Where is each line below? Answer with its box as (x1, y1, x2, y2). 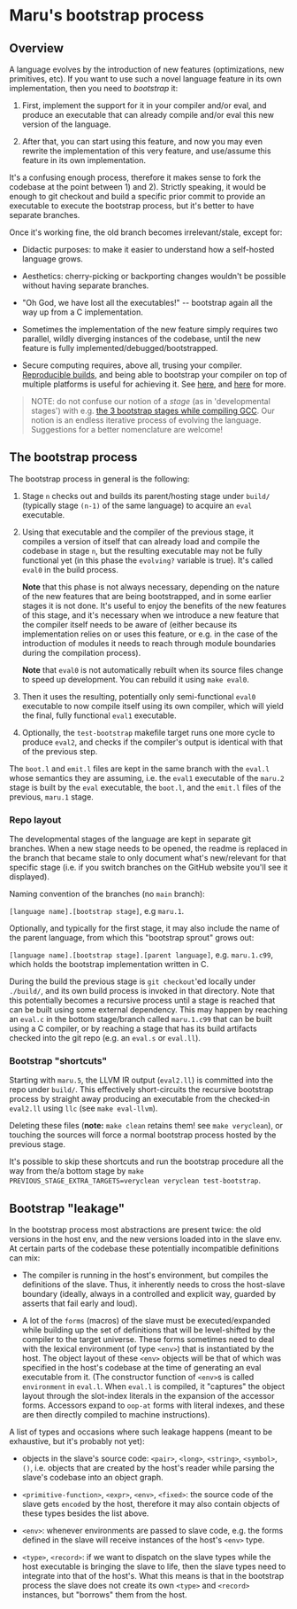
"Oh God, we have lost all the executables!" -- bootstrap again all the (21, 298, 273, 308)
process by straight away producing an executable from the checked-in (9, 1094, 270, 1105)
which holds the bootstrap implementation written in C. (9, 959, 209, 970)
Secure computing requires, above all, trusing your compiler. (21, 360, 243, 371)
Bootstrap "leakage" (9, 1200, 126, 1215)
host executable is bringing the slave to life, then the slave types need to (21, 1561, 286, 1572)
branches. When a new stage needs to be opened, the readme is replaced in (9, 843, 288, 854)
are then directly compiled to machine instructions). (21, 1410, 210, 1420)
